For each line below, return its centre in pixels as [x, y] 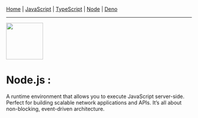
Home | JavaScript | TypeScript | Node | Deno [62, 9]
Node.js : [29, 80]
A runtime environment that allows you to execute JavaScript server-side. [95, 96]
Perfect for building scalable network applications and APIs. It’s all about [94, 102]
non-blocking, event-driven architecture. [55, 109]
